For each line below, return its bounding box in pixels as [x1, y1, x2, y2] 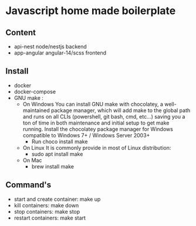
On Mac [22, 157, 42, 164]
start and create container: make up [13, 195, 101, 203]
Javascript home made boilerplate [5, 4, 176, 18]
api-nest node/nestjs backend [13, 43, 87, 50]
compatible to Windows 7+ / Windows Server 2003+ [22, 131, 150, 139]
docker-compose [13, 88, 56, 95]
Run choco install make [31, 138, 88, 145]
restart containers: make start [13, 214, 86, 221]
